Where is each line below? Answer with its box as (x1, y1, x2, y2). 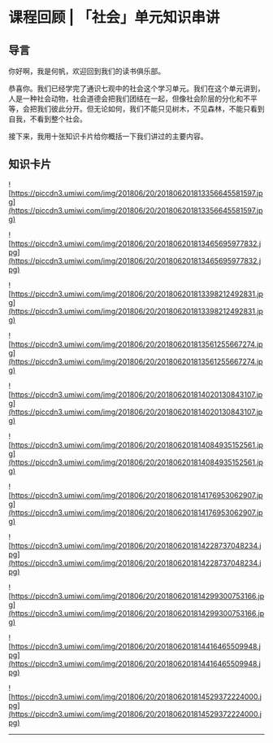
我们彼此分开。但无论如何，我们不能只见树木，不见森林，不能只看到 (36, 104, 265, 113)
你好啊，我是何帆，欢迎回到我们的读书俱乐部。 (8, 67, 165, 76)
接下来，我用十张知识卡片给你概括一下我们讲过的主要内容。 (8, 132, 208, 141)
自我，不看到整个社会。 (8, 114, 87, 124)
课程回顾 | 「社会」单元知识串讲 (8, 8, 220, 27)
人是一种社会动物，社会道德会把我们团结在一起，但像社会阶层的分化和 (8, 94, 244, 103)
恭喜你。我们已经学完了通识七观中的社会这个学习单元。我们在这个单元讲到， (8, 84, 265, 93)
